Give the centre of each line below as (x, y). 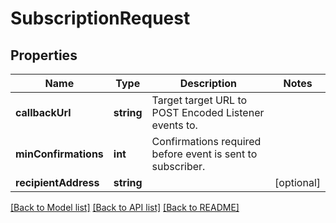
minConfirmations (59, 154)
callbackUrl (43, 112)
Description (208, 83)
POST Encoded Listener (208, 112)
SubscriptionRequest (100, 18)
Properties (44, 55)
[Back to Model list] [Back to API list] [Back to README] (125, 207)
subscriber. (178, 166)
